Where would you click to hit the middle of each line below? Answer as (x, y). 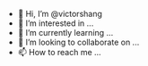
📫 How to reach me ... (59, 52)
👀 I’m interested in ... (56, 23)
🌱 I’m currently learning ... (65, 33)
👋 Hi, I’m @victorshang (60, 14)
